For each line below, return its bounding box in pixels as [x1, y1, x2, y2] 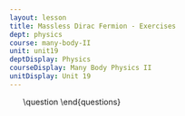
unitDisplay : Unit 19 [9, 72, 92, 81]
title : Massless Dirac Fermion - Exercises [9, 22, 177, 31]
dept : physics [9, 30, 63, 39]
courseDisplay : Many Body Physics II [9, 64, 152, 73]
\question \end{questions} [22, 96, 122, 107]
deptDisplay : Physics [9, 55, 92, 64]
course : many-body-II [9, 38, 92, 48]
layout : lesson [9, 13, 67, 22]
